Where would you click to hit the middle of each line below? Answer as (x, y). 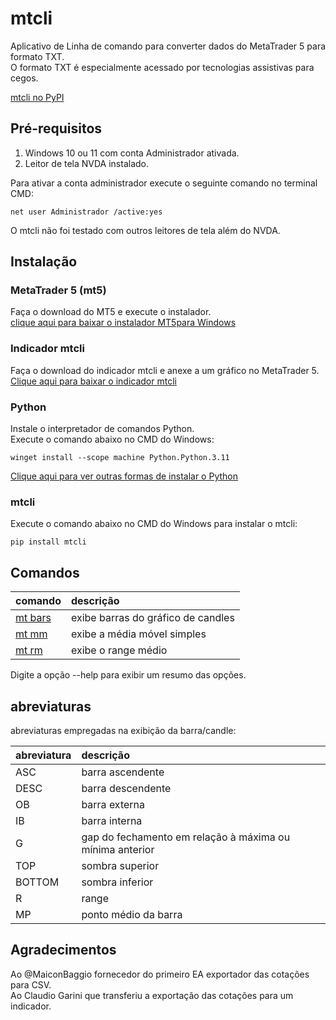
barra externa (113, 804)
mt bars (33, 618)
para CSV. (31, 984)
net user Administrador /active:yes (86, 212)
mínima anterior (118, 849)
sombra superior (120, 865)
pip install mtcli (48, 542)
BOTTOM (37, 882)
